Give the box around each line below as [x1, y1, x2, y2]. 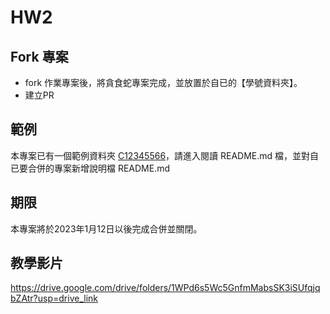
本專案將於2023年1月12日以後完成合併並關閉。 [10, 222, 203, 235]
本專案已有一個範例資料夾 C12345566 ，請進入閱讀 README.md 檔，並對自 [10, 149, 320, 161]
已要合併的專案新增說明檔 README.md [10, 162, 171, 174]
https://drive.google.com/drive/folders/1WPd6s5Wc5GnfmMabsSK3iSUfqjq [10, 282, 321, 294]
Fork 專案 [10, 48, 69, 65]
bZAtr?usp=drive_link [10, 292, 98, 305]
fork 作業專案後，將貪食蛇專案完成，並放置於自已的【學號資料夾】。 [24, 77, 303, 88]
